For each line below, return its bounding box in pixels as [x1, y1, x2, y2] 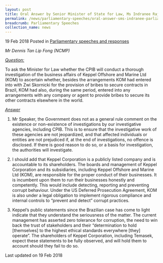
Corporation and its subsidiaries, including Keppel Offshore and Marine [12, 167, 154, 172]
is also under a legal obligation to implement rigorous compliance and [12, 192, 151, 199]
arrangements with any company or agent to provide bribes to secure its [5, 93, 150, 98]
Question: [5, 57, 25, 63]
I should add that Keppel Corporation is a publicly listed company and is [12, 156, 156, 162]
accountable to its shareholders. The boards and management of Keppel [12, 162, 157, 168]
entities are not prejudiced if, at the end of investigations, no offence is [12, 137, 154, 143]
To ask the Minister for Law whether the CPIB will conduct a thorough [5, 66, 144, 73]
